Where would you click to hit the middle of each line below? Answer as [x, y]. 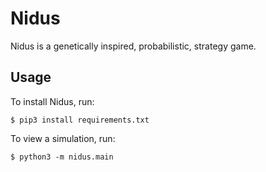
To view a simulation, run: [63, 138]
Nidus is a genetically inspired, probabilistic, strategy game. [133, 46]
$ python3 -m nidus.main [62, 157]
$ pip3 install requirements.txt [80, 120]
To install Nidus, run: [52, 101]
